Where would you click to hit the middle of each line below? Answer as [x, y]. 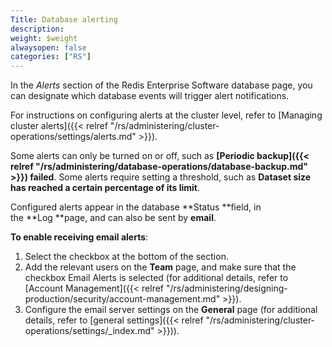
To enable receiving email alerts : [79, 237]
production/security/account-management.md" [122, 299]
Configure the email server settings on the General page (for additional [171, 310]
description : [37, 29]
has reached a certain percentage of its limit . [105, 188]
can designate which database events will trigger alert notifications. [150, 96]
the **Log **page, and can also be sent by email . [113, 218]
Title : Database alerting [64, 19]
